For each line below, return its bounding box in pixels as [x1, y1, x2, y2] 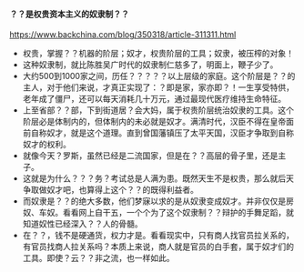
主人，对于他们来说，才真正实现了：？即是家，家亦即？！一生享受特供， [22, 82, 294, 93]
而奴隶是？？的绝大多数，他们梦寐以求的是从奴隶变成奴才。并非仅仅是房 [22, 196, 294, 207]
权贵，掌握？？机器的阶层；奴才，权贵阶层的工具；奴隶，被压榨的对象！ [22, 48, 294, 59]
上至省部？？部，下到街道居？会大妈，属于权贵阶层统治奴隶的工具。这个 [22, 105, 294, 116]
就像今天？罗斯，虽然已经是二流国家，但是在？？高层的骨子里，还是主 [22, 150, 287, 161]
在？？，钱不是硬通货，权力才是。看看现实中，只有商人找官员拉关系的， [22, 230, 294, 241]
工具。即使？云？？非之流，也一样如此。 [22, 253, 175, 264]
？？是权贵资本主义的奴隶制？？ [9, 8, 129, 19]
